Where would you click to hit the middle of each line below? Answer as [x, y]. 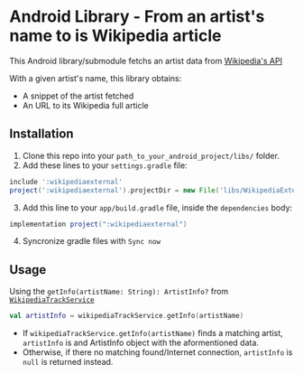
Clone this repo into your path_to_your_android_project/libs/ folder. [151, 155]
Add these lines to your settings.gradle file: [105, 165]
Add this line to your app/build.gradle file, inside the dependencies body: [157, 207]
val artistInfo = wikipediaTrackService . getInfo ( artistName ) [127, 316]
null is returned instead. [68, 362]
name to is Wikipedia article [115, 36]
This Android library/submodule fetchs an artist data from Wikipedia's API [146, 61]
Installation [41, 134]
